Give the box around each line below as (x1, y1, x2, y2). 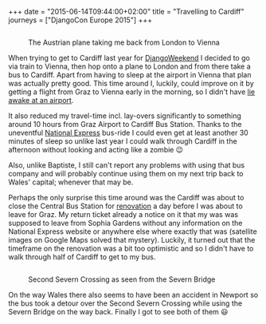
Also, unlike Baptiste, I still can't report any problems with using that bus (8, 160, 245, 170)
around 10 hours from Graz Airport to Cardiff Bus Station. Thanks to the (8, 120, 242, 128)
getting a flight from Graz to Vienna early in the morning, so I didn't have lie (8, 87, 256, 97)
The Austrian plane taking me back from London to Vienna (28, 38, 221, 47)
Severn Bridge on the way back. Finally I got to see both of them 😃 (8, 307, 229, 316)
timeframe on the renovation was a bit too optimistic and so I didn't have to (8, 243, 254, 253)
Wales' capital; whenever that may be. (8, 177, 134, 187)
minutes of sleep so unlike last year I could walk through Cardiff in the (8, 136, 237, 146)
